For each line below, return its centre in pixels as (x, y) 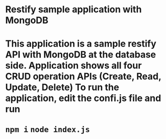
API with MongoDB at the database (81, 55)
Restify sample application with (74, 9)
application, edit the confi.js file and (83, 98)
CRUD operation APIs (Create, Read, (83, 77)
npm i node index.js (48, 130)
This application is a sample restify (81, 44)
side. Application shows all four (74, 66)
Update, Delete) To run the (62, 87)
